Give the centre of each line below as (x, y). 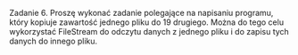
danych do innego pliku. (54, 41)
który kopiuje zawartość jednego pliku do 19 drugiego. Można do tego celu (146, 22)
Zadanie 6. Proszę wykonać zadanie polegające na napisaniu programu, (141, 13)
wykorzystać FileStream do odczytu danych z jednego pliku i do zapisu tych (149, 31)
